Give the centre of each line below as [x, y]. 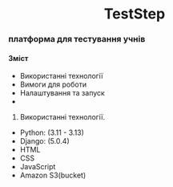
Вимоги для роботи [53, 84]
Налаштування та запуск [62, 93]
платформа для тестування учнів [77, 39]
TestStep [135, 14]
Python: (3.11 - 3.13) [52, 132]
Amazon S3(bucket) [53, 175]
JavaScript [38, 167]
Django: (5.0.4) [44, 141]
